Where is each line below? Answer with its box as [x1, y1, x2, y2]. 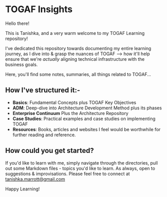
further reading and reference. [12, 132, 76, 138]
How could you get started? [5, 146, 94, 155]
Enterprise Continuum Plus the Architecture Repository [12, 110, 129, 116]
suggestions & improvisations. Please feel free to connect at [5, 171, 130, 177]
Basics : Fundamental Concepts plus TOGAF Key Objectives [12, 99, 136, 105]
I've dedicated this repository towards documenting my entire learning [5, 45, 151, 51]
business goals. [5, 61, 38, 67]
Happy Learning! [5, 186, 40, 192]
